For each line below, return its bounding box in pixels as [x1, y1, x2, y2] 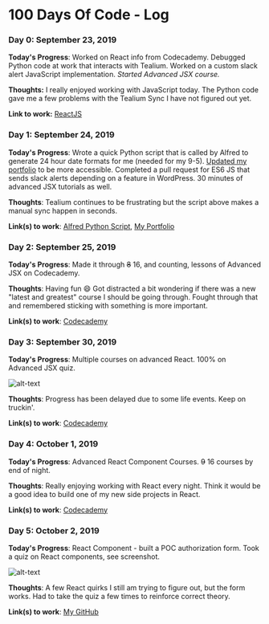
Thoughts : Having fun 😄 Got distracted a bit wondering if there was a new [8, 283, 256, 294]
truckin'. [8, 403, 35, 413]
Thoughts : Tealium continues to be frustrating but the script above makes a [8, 197, 259, 206]
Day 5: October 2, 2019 [8, 524, 100, 536]
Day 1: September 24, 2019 [8, 129, 115, 141]
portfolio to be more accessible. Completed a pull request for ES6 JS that [8, 165, 251, 174]
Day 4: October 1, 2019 [8, 438, 99, 450]
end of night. [8, 465, 51, 475]
